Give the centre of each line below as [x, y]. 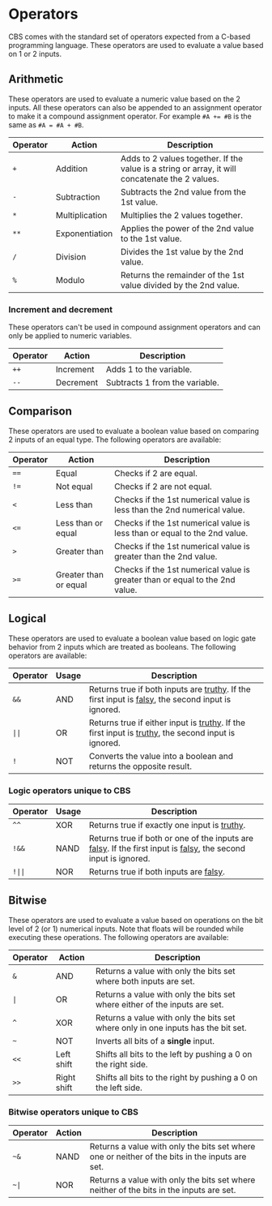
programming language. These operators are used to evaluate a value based [136, 45]
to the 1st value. [151, 238]
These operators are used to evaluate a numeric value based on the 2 [125, 99]
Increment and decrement [61, 309]
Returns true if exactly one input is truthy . [167, 825]
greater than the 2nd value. [166, 556]
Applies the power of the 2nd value [187, 228]
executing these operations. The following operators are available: [119, 937]
